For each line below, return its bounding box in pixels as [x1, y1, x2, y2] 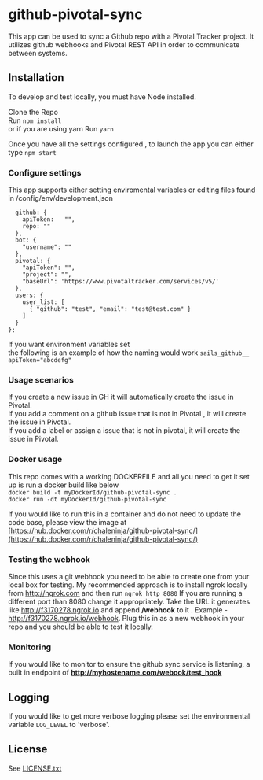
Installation [8, 71, 64, 84]
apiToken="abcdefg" [8, 357, 72, 364]
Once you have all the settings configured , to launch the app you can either [8, 139, 254, 149]
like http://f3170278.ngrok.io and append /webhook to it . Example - [8, 604, 228, 615]
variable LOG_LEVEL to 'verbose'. [8, 720, 110, 730]
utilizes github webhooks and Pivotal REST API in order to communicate [8, 39, 240, 49]
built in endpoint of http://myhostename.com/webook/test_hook [8, 667, 222, 678]
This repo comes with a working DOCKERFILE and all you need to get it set [8, 471, 250, 481]
